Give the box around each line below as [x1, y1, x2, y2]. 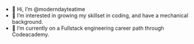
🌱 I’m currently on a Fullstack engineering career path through [11, 24, 165, 32]
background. [11, 18, 43, 25]
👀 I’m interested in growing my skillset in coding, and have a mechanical [11, 12, 189, 19]
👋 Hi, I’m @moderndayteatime [11, 6, 85, 12]
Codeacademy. [11, 31, 49, 38]
